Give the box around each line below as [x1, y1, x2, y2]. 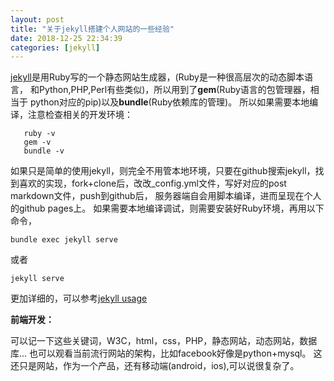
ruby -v [23, 129, 56, 139]
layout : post [10, 14, 65, 25]
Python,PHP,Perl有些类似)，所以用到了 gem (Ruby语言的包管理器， [38, 84, 311, 96]
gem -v [23, 137, 52, 148]
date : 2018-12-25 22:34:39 [10, 33, 123, 43]
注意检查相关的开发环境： [27, 109, 133, 121]
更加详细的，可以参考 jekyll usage [10, 292, 148, 305]
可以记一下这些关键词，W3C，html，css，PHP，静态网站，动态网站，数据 [10, 335, 318, 347]
